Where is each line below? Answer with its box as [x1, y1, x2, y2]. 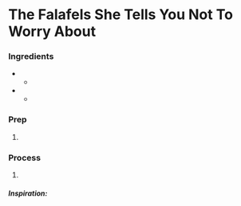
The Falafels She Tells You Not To [8, 6, 234, 24]
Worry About [8, 22, 97, 41]
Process [8, 152, 41, 163]
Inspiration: [8, 189, 48, 198]
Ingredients [8, 51, 54, 62]
